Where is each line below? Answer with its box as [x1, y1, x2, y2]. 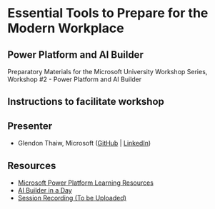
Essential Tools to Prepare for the [7, 5, 209, 21]
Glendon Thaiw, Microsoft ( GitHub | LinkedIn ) [17, 139, 151, 148]
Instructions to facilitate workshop [7, 96, 164, 108]
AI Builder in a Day [17, 186, 73, 195]
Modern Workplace [7, 20, 124, 36]
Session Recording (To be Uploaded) [17, 194, 127, 203]
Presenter [7, 120, 53, 132]
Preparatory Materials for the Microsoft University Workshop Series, [7, 68, 208, 76]
